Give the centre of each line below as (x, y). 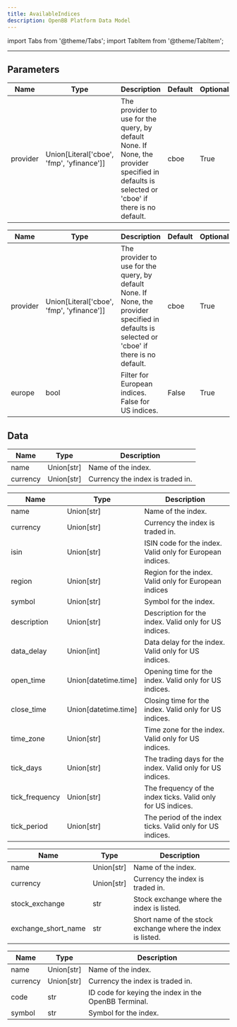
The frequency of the (179, 788)
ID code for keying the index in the (145, 993)
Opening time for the (178, 672)
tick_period (29, 827)
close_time (29, 710)
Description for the (175, 613)
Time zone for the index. (184, 730)
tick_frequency (36, 797)
